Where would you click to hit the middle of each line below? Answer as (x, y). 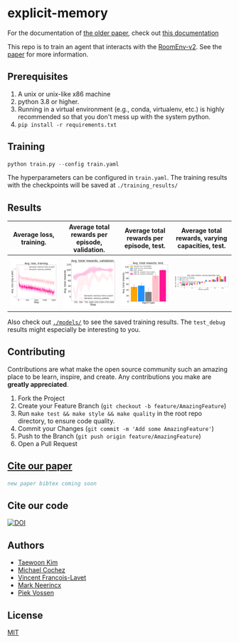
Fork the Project (41, 398)
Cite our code (38, 506)
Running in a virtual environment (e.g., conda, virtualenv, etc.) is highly (121, 109)
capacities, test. (202, 246)
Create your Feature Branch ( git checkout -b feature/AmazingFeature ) (122, 405)
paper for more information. (48, 54)
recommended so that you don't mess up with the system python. (114, 116)
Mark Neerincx (39, 585)
